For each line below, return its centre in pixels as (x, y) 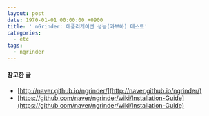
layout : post (26, 13)
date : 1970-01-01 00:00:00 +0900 (55, 20)
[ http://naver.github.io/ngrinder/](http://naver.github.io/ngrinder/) (109, 91)
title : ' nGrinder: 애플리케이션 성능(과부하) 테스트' (77, 26)
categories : (24, 33)
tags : (15, 46)
